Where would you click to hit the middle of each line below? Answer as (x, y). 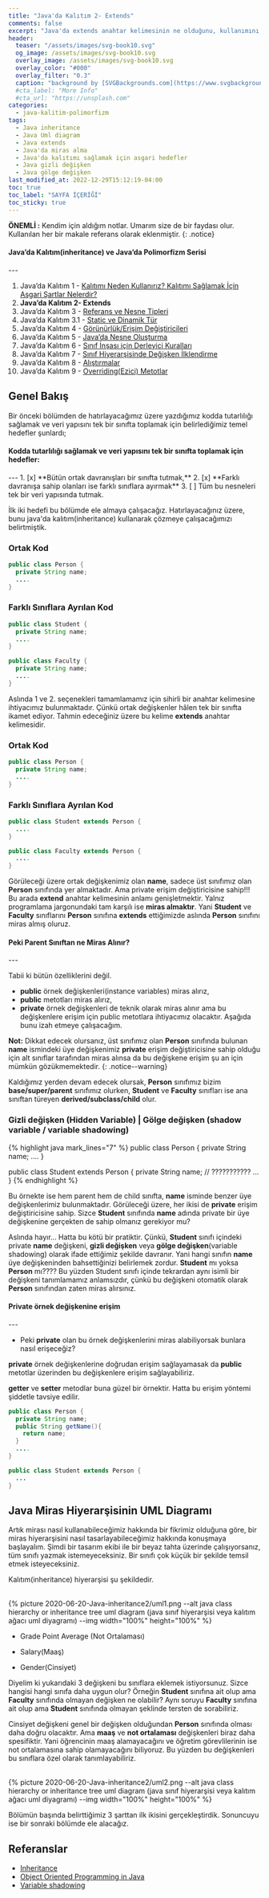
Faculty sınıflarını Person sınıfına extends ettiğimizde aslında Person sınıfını (134, 916)
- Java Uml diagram (48, 135)
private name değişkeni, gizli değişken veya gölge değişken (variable (123, 1245)
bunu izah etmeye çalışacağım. (71, 1026)
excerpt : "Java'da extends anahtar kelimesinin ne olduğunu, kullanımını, (136, 31)
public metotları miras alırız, (66, 1000)
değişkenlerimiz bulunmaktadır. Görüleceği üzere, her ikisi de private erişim (133, 1204)
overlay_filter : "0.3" (53, 76)
